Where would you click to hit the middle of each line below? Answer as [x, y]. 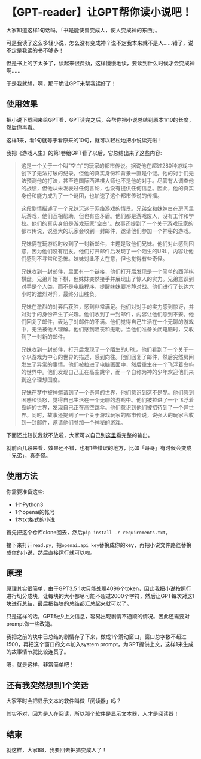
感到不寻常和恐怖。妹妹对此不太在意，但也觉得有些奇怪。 [97, 258]
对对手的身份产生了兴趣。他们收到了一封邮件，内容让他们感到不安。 [105, 314]
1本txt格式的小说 [35, 519]
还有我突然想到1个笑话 [47, 685]
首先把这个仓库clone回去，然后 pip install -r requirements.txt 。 [89, 532]
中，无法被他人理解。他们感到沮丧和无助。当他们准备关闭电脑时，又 [105, 329]
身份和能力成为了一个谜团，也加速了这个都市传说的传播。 [92, 195]
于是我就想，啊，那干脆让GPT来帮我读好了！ [61, 83]
